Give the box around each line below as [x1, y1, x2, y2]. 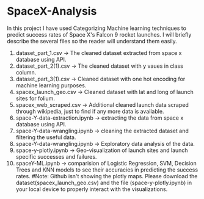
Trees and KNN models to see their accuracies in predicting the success [15, 166, 198, 173]
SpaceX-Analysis [7, 4, 97, 18]
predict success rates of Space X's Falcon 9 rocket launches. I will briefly [7, 31, 192, 38]
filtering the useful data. [15, 133, 76, 141]
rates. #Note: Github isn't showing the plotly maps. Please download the [15, 172, 198, 179]
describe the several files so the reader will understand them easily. [7, 37, 178, 45]
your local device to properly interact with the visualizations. [15, 185, 168, 193]
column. [15, 68, 37, 76]
